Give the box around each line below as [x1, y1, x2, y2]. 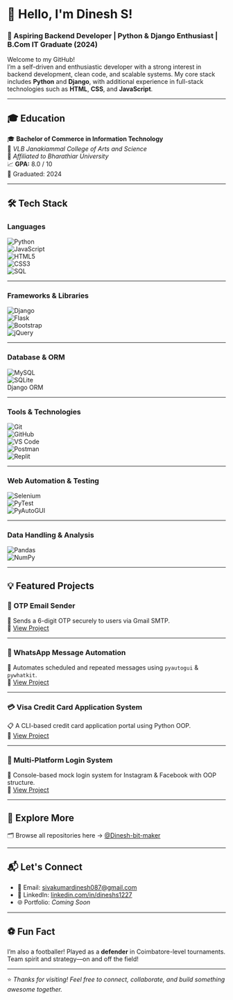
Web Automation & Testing [7, 475, 99, 485]
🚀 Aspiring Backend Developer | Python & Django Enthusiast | [7, 31, 218, 41]
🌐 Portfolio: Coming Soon [17, 898, 91, 906]
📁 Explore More [7, 812, 75, 824]
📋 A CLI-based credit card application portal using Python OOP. [7, 721, 191, 729]
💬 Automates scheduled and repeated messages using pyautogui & [7, 663, 199, 672]
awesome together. [7, 985, 62, 994]
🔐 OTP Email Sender [7, 600, 76, 610]
